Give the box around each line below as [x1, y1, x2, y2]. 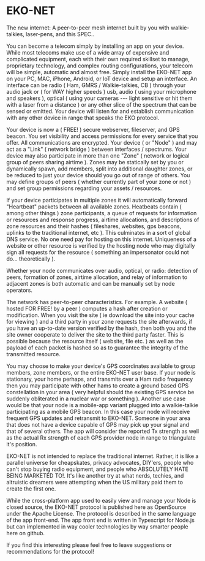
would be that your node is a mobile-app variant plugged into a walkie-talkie [6, 401, 199, 408]
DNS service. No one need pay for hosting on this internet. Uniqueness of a [6, 235, 197, 243]
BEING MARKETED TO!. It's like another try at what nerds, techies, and [6, 471, 184, 479]
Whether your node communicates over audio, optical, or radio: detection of [6, 267, 198, 274]
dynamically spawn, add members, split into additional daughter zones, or [6, 165, 193, 172]
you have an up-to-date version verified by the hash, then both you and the [6, 324, 196, 332]
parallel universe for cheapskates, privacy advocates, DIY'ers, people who [6, 459, 194, 466]
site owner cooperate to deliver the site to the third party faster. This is [6, 330, 184, 338]
